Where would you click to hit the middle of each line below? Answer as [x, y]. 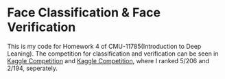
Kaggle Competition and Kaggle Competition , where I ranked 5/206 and [108, 60]
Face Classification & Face [84, 13]
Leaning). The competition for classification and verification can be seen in [113, 54]
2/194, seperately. [33, 68]
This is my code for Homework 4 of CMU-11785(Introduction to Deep [104, 46]
